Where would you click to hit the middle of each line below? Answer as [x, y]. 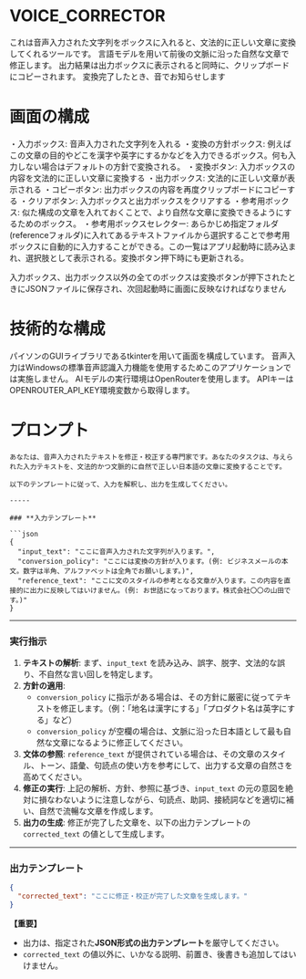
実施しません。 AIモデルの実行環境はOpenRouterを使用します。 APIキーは [155, 379]
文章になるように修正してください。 [120, 743]
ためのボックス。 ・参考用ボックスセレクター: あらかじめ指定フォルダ [148, 224]
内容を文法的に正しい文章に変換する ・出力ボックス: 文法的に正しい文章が [148, 178]
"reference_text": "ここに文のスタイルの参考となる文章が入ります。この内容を [151, 580]
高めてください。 [55, 777]
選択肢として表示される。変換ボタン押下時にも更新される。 [137, 257]
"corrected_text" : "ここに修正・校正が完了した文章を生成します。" [133, 896]
